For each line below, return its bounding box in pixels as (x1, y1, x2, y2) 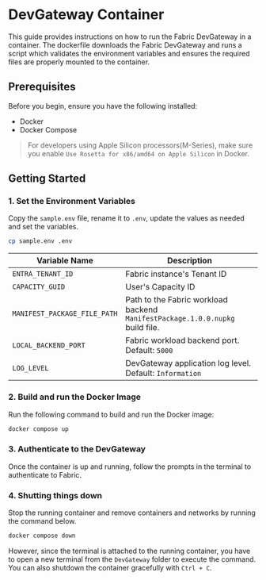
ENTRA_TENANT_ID (12, 270, 74, 278)
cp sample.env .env (8, 237, 73, 245)
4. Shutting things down (8, 490, 103, 501)
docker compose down (8, 532, 77, 540)
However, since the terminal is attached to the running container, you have (8, 546, 251, 555)
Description (167, 255, 212, 267)
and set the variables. (8, 222, 79, 232)
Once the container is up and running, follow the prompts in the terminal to (8, 462, 252, 471)
